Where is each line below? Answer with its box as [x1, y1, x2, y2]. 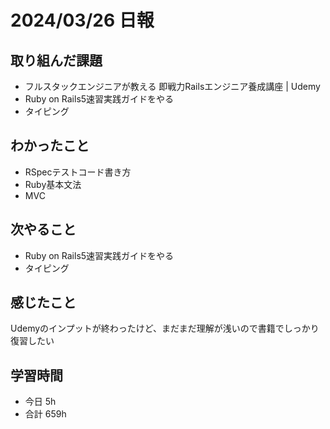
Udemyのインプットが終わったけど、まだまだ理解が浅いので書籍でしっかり [10, 322, 320, 335]
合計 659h [24, 408, 67, 420]
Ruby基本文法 [24, 178, 82, 190]
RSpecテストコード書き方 [24, 166, 132, 178]
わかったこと [10, 137, 90, 155]
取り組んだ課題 [10, 52, 103, 69]
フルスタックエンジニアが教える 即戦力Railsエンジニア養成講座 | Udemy [24, 81, 321, 92]
